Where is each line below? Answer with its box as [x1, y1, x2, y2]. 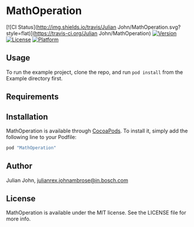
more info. [6, 215, 31, 222]
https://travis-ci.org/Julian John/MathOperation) [34, 29, 151, 36]
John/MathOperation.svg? [117, 23, 181, 31]
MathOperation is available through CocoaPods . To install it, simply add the [6, 127, 188, 134]
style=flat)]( [6, 29, 35, 36]
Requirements [6, 92, 59, 102]
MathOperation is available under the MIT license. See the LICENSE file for [6, 209, 186, 216]
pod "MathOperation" [6, 145, 57, 151]
